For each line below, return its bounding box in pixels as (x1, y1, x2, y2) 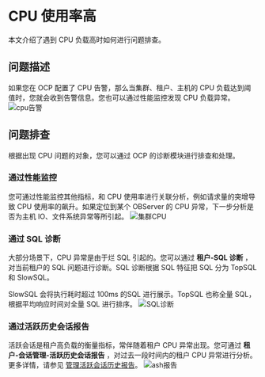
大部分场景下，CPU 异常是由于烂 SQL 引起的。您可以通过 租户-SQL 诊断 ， (8, 253, 252, 262)
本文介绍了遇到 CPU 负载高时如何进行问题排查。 (8, 35, 166, 44)
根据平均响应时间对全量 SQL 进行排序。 (8, 299, 137, 309)
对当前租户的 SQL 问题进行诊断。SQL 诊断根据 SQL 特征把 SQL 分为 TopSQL (8, 263, 257, 272)
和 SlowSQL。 (8, 272, 54, 282)
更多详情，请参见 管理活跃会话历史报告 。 (8, 360, 142, 370)
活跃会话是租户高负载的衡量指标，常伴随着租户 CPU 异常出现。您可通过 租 (8, 341, 251, 350)
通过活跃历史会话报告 (8, 322, 89, 333)
